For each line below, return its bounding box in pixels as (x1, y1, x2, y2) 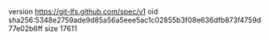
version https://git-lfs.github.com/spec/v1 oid (8, 7, 159, 16)
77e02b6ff (8, 24, 43, 33)
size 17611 (43, 24, 77, 33)
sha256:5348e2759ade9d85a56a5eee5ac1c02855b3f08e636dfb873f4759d (8, 15, 262, 25)
